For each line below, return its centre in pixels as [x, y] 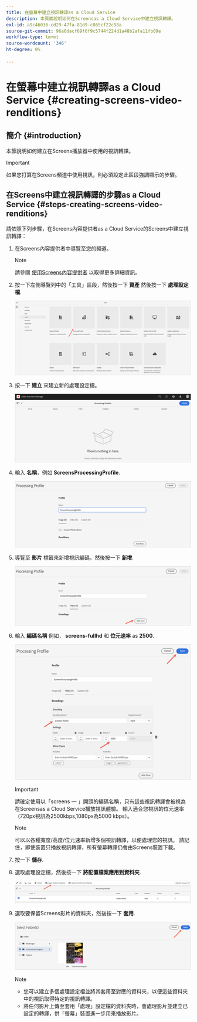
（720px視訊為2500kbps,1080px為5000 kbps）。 [74, 816]
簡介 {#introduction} [44, 136]
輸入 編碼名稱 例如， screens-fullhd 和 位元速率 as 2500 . [84, 636]
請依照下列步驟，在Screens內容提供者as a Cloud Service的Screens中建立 [95, 228]
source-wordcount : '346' [36, 43]
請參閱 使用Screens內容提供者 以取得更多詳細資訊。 [77, 272]
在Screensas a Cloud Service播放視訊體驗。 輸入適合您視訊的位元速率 [99, 808]
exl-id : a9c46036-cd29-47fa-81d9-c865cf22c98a [64, 25]
